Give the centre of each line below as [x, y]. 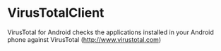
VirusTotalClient [56, 13]
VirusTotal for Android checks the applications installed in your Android [110, 32]
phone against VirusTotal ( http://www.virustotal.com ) [84, 39]
